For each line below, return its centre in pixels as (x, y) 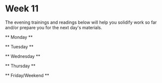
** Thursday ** (20, 66)
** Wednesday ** (23, 56)
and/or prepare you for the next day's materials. (54, 27)
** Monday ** (19, 37)
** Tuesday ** (19, 46)
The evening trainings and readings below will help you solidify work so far (81, 22)
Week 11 (22, 9)
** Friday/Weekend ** (27, 75)
